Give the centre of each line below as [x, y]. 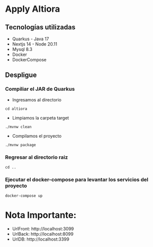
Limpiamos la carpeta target [40, 118]
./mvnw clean [18, 127]
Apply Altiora [33, 9]
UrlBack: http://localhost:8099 [43, 234]
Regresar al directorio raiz [37, 157]
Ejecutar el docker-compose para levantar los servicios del [77, 179]
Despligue [21, 75]
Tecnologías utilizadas [40, 27]
